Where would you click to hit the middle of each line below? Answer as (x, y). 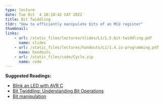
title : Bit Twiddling (28, 19)
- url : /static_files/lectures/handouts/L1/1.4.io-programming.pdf (87, 47)
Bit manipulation (29, 96)
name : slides (32, 43)
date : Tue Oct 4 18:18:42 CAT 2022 (44, 15)
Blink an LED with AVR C (38, 86)
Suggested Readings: (28, 76)
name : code (30, 62)
